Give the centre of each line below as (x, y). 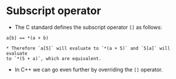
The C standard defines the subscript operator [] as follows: (88, 27)
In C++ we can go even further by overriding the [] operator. (89, 70)
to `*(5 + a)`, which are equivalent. (54, 58)
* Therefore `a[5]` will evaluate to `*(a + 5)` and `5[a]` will (88, 48)
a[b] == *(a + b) (27, 38)
